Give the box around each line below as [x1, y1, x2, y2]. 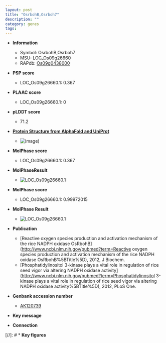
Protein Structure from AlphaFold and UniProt [12, 129, 109, 135]
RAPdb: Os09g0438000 [20, 60, 70, 66]
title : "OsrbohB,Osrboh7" [5, 12, 59, 17]
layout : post [5, 7, 33, 13]
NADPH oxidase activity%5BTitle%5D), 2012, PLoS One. [20, 283, 136, 289]
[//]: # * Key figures [5, 332, 46, 338]
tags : [5, 26, 17, 31]
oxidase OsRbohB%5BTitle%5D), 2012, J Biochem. [20, 257, 125, 263]
